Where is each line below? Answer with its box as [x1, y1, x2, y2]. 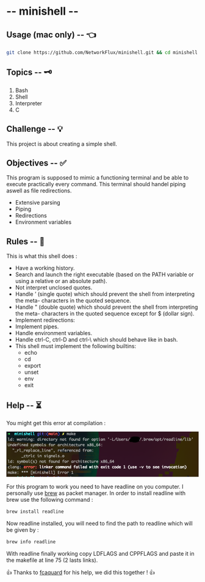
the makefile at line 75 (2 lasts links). [6, 556, 98, 564]
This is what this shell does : [6, 252, 77, 260]
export [24, 362, 41, 369]
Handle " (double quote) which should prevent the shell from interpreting [15, 303, 198, 311]
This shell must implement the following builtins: [15, 342, 137, 350]
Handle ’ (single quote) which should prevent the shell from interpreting [15, 290, 195, 298]
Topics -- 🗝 [6, 67, 52, 78]
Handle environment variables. [15, 330, 93, 337]
